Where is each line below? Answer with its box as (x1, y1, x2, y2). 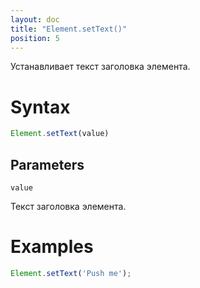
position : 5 (10, 33, 60, 43)
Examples (10, 236, 94, 258)
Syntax (10, 96, 71, 118)
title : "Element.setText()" (10, 24, 128, 34)
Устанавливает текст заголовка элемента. (10, 61, 191, 73)
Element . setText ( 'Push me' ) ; (10, 268, 132, 278)
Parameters (10, 156, 85, 173)
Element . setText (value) (10, 129, 110, 139)
